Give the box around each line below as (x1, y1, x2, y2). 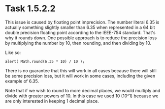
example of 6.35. (5, 78, 39, 84)
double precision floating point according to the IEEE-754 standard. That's (5, 29, 156, 35)
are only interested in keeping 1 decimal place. (5, 98, 99, 104)
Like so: (5, 50, 21, 55)
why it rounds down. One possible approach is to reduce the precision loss (5, 35, 157, 41)
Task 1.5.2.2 (5, 3, 56, 14)
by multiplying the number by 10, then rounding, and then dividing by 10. (5, 40, 152, 46)
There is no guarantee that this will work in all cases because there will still (5, 67, 157, 74)
